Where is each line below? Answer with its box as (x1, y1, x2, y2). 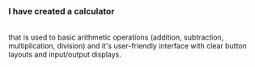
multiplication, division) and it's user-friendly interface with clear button (8, 41, 247, 51)
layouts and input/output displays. (8, 50, 121, 60)
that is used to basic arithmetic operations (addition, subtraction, (8, 32, 224, 42)
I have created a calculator (8, 6, 115, 17)
